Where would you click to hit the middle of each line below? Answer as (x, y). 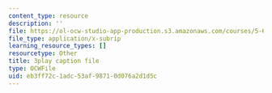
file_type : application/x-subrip (65, 38)
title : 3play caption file (54, 61)
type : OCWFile (32, 69)
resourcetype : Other (43, 53)
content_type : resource (49, 16)
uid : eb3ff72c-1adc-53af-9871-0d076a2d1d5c (83, 76)
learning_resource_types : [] (57, 46)
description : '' (36, 23)
